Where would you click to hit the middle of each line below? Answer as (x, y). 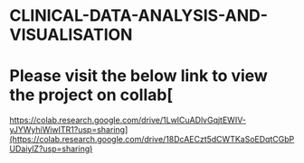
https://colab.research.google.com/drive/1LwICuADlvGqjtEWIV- (128, 120)
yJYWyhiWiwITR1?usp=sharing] (69, 130)
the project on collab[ (91, 95)
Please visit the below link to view (139, 76)
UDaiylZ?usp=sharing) (51, 149)
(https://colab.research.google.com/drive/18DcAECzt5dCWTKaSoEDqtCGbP (152, 140)
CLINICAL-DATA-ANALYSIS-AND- (139, 16)
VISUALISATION (71, 35)
